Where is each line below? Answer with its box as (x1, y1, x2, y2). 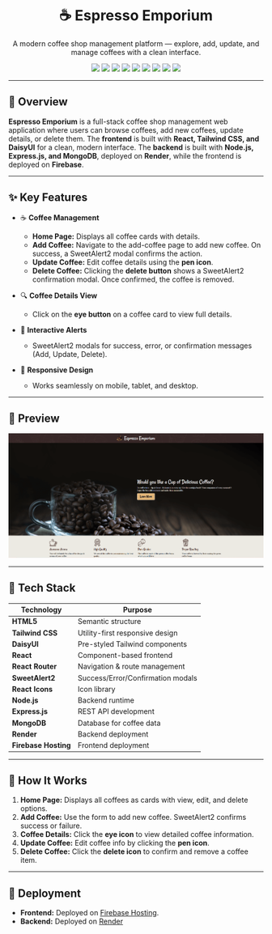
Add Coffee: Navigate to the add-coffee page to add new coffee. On (32, 240, 261, 249)
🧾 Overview (8, 95, 68, 109)
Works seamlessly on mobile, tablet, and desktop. (32, 380, 198, 390)
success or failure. (19, 821, 83, 830)
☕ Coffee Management (19, 212, 100, 223)
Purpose (122, 605, 152, 615)
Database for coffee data (78, 718, 161, 728)
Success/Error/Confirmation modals (78, 673, 198, 682)
